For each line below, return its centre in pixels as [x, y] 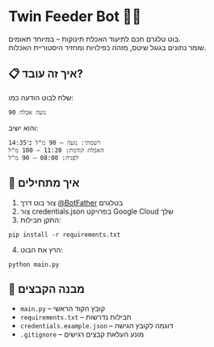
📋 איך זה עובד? [46, 74]
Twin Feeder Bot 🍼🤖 [75, 17]
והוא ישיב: [23, 128]
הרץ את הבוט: [41, 249]
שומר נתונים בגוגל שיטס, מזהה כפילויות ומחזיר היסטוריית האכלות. [107, 47]
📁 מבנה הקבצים [46, 289]
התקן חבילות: [40, 220]
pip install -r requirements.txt [65, 235]
